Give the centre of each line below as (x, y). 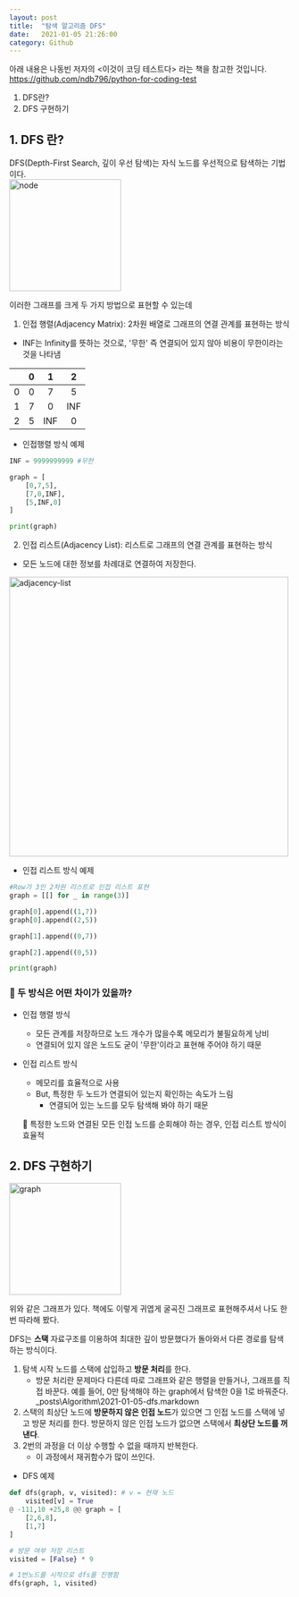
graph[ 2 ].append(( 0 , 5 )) (54, 952)
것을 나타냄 (42, 354)
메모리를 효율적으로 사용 (78, 1083)
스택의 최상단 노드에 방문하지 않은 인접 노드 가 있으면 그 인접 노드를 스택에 (149, 1412)
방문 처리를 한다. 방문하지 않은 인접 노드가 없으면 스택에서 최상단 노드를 (155, 1423)
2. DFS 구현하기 (51, 1166)
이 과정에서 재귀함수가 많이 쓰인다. (95, 1457)
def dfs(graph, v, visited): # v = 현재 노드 (91, 1493)
